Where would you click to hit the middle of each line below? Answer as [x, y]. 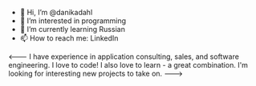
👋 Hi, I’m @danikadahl [56, 12]
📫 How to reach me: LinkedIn [69, 38]
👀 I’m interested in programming [73, 21]
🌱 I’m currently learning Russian [73, 29]
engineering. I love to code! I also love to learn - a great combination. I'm [128, 65]
